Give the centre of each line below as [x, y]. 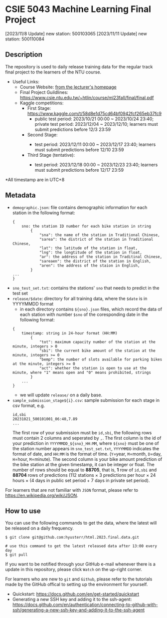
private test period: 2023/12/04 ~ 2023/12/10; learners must [96, 124]
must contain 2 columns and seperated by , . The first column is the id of [87, 438]
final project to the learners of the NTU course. [53, 72]
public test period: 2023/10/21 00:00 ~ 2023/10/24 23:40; [94, 119]
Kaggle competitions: [42, 103]
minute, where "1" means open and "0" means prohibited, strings [82, 372]
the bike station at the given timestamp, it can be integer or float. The [83, 464]
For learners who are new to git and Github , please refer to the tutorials [79, 579]
